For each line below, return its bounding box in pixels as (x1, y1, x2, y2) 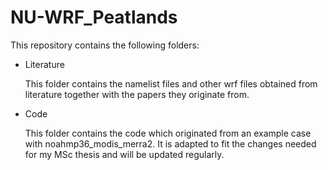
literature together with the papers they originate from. (24, 88, 250, 100)
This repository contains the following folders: (10, 39, 200, 51)
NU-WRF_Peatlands (10, 6, 178, 29)
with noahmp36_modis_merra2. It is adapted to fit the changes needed (24, 137, 317, 150)
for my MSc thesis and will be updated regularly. (24, 148, 225, 160)
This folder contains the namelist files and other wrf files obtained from (24, 77, 318, 90)
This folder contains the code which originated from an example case (24, 127, 312, 139)
